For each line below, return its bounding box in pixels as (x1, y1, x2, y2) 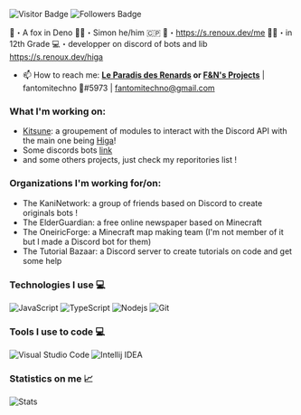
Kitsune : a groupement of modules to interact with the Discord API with (22, 126, 287, 137)
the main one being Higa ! (22, 136, 117, 146)
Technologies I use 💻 (9, 278, 106, 291)
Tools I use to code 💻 (9, 325, 106, 338)
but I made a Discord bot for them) (22, 236, 152, 247)
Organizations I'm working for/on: (9, 177, 162, 190)
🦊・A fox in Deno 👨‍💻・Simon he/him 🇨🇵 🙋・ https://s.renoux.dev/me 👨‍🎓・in (9, 27, 293, 38)
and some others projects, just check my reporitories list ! (22, 155, 238, 165)
